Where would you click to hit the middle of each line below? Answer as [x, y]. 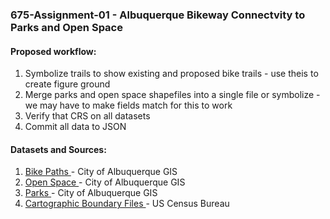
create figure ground [67, 84]
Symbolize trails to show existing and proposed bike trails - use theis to [171, 74]
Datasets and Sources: [58, 149]
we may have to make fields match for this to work [128, 105]
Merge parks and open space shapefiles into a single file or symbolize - [172, 95]
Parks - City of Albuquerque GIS [91, 193]
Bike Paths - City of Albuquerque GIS [101, 172]
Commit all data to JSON [75, 127]
